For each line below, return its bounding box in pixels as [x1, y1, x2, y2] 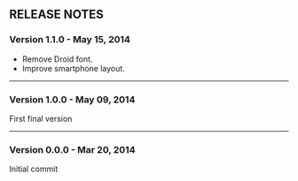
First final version [9, 113, 73, 124]
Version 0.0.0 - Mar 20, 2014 [9, 143, 136, 155]
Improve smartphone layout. [21, 63, 126, 73]
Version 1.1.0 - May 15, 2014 [9, 34, 131, 46]
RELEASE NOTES [9, 7, 105, 22]
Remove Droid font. [21, 53, 93, 64]
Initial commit [9, 163, 59, 175]
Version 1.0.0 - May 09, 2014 [9, 93, 136, 105]
